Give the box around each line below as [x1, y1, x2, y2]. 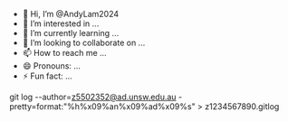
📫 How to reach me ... [22, 48, 107, 58]
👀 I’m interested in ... [22, 18, 100, 29]
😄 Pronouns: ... [22, 60, 82, 71]
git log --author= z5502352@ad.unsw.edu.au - [9, 91, 183, 102]
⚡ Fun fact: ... [22, 70, 72, 81]
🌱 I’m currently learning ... [22, 28, 120, 38]
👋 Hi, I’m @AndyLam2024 [22, 9, 120, 19]
